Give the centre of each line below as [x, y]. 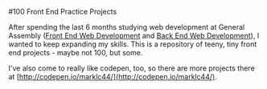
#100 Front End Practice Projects [63, 12]
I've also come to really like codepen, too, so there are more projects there [131, 68]
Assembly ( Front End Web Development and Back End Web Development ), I [134, 36]
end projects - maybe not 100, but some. [76, 53]
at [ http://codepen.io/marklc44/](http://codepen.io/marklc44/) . [113, 77]
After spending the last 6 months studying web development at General [127, 27]
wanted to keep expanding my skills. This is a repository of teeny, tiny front [133, 44]
